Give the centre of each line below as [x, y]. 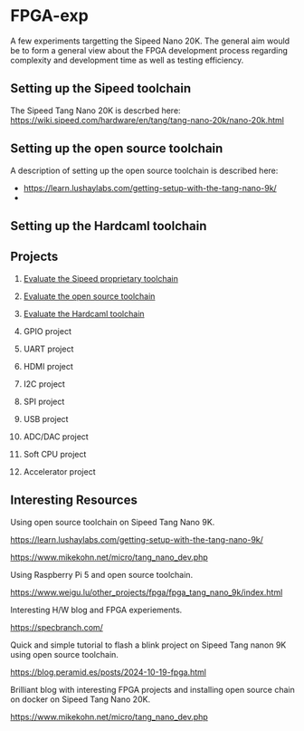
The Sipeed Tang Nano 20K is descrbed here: [95, 111]
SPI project [44, 401]
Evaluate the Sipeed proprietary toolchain [101, 278]
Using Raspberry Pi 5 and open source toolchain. [102, 574]
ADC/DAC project [56, 437]
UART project [48, 349]
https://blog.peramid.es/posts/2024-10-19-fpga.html [109, 672]
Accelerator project [59, 471]
